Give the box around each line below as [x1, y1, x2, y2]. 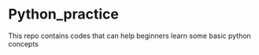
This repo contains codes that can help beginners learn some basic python [8, 31, 252, 40]
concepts [8, 39, 39, 48]
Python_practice [8, 5, 120, 23]
